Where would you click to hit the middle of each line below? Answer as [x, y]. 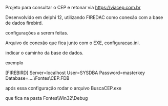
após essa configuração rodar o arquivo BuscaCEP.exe [64, 88]
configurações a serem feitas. [37, 33]
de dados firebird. [24, 23]
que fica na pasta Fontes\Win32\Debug [47, 98]
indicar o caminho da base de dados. [44, 53]
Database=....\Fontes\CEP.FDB [38, 78]
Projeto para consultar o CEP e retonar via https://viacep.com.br [73, 7]
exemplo [14, 63]
